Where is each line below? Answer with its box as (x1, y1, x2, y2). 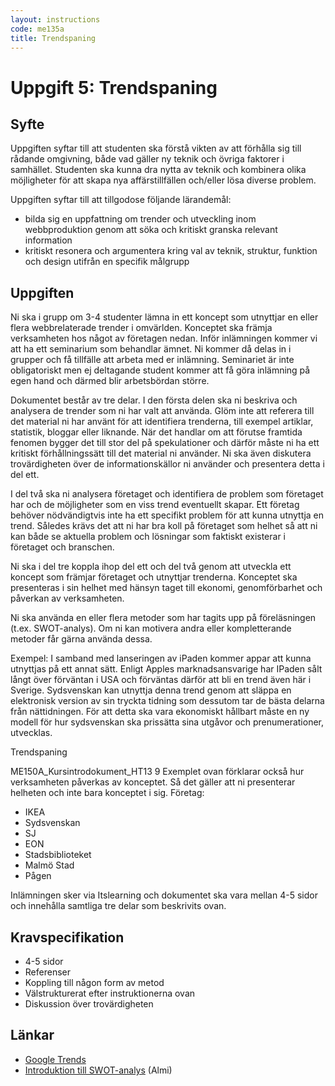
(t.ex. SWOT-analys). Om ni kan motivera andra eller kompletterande (10, 622, 292, 635)
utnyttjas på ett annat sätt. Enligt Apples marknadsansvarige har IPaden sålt (10, 663, 323, 675)
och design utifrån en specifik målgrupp (24, 256, 190, 268)
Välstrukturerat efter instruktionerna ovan (24, 987, 196, 999)
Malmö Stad (24, 859, 75, 871)
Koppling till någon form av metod (24, 977, 165, 988)
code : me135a (10, 24, 65, 34)
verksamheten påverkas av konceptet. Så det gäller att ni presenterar (10, 776, 296, 788)
